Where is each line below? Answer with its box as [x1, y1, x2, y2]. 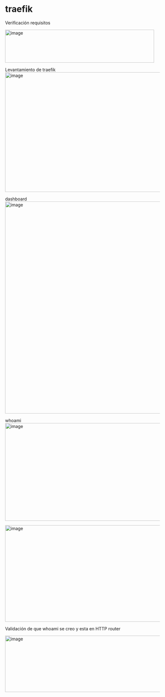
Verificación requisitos [5, 20, 51, 26]
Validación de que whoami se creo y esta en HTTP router [5, 625, 121, 631]
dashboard [5, 196, 27, 202]
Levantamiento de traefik [5, 67, 55, 73]
